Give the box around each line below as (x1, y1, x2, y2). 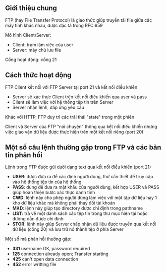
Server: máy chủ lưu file (12, 47, 61, 53)
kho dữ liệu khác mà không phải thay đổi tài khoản (12, 200, 115, 206)
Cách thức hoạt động (5, 71, 72, 79)
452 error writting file (12, 262, 56, 268)
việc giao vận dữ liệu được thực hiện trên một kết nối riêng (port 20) (5, 129, 144, 135)
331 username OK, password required (12, 246, 90, 252)
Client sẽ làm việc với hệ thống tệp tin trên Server (12, 99, 113, 105)
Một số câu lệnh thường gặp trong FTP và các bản (5, 143, 162, 152)
